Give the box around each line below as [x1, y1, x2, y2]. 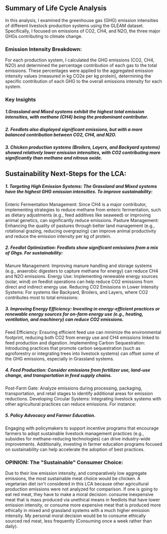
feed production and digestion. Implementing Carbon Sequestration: [5, 339, 146, 345]
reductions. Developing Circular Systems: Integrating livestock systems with [5, 395, 162, 401]
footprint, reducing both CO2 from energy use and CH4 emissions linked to [5, 334, 160, 340]
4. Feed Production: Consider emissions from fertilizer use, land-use [5, 367, 151, 373]
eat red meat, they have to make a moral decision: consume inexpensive [5, 491, 154, 497]
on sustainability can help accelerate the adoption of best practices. [5, 446, 145, 452]
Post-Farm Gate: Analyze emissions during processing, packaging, [5, 385, 143, 391]
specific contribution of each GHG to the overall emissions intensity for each [5, 78, 162, 84]
